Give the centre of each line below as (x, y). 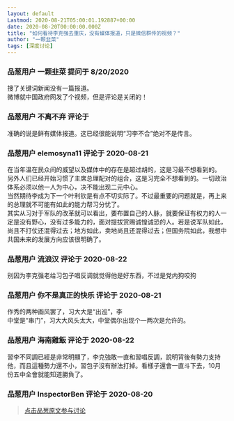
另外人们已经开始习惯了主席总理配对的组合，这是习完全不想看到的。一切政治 (117, 178)
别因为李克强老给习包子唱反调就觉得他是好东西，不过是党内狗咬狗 (102, 275)
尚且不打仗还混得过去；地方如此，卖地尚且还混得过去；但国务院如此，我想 (114, 230)
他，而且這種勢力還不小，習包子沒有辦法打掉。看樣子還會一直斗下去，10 (111, 365)
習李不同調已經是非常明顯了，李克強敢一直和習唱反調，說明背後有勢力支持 (114, 357)
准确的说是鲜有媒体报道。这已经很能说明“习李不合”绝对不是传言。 (102, 133)
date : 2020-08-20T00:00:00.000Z (54, 26)
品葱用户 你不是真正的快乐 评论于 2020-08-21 (84, 296)
